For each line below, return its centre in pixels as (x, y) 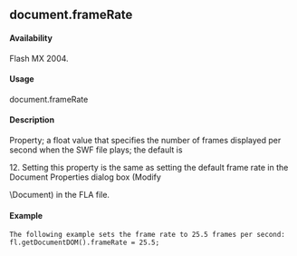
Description (32, 120)
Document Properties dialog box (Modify (85, 177)
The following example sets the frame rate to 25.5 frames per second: (147, 235)
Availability (31, 38)
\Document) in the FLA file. (60, 195)
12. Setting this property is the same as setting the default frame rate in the (149, 167)
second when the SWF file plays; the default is (96, 150)
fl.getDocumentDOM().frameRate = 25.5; (85, 243)
